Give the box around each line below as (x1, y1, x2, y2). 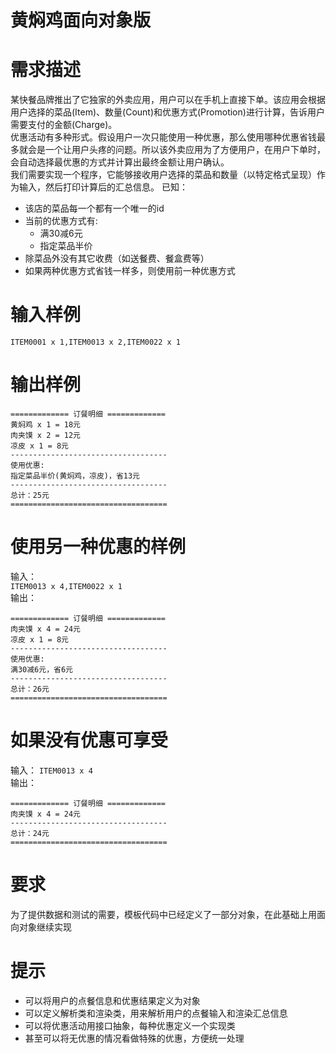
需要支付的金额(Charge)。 (10, 119, 118, 131)
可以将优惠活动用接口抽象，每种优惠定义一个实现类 (24, 1019, 236, 1031)
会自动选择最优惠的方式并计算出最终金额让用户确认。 (10, 156, 230, 168)
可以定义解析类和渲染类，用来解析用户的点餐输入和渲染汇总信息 (24, 1007, 288, 1019)
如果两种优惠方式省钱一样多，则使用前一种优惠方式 (24, 265, 236, 277)
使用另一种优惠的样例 (10, 536, 187, 558)
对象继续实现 (18, 921, 72, 933)
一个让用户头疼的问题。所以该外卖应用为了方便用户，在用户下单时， (44, 144, 326, 156)
